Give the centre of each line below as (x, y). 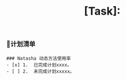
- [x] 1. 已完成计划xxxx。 (39, 65)
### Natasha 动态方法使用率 (39, 58)
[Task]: (102, 11)
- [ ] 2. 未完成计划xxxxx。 (40, 71)
